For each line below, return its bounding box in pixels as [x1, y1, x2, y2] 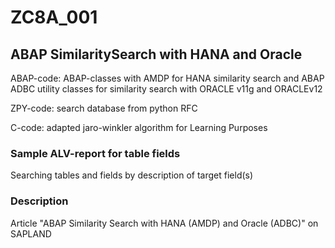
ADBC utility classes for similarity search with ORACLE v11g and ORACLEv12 [10, 83, 323, 95]
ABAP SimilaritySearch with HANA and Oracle [10, 46, 303, 63]
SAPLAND [10, 227, 52, 240]
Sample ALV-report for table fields [10, 146, 181, 160]
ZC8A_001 [10, 6, 98, 29]
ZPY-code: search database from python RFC [10, 102, 198, 114]
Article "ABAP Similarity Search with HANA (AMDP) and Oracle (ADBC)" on [10, 217, 319, 229]
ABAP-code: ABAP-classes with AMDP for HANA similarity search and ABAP [10, 72, 325, 84]
